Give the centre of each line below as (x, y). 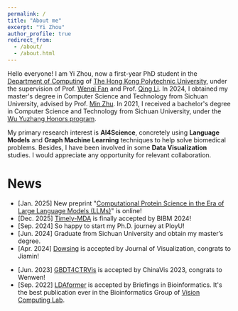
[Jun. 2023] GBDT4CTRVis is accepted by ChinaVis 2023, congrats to (120, 269)
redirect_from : (30, 40)
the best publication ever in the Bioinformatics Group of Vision (109, 292)
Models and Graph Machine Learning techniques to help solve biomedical (117, 140)
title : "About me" (34, 21)
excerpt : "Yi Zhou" (36, 27)
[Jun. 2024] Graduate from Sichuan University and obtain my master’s (120, 233)
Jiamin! (28, 256)
